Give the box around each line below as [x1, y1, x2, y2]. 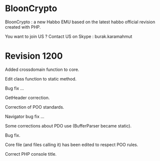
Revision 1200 [5, 50, 63, 62]
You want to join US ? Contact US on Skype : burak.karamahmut [5, 33, 132, 39]
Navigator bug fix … [5, 113, 44, 119]
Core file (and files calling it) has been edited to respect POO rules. [5, 142, 139, 147]
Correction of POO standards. [5, 104, 64, 110]
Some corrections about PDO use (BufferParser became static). [5, 123, 132, 129]
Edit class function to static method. [5, 76, 77, 81]
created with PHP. [5, 24, 41, 30]
